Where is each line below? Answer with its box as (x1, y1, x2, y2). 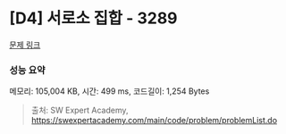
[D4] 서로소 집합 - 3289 (9, 8, 178, 29)
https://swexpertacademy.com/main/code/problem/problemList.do (30, 115, 278, 126)
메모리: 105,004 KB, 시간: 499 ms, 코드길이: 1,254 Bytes (9, 86, 210, 96)
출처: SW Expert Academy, (30, 105, 129, 116)
